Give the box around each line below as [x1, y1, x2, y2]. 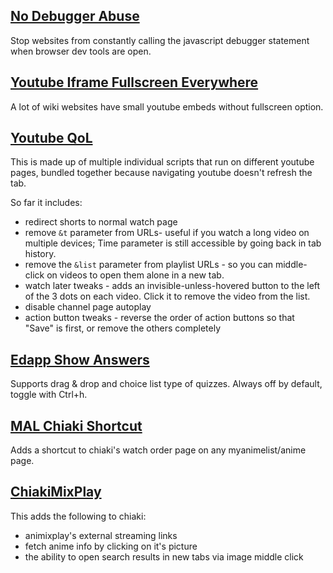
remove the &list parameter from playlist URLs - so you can [24, 259, 274, 271]
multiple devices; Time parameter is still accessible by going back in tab [24, 237, 322, 249]
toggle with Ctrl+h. [10, 389, 88, 401]
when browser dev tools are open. [10, 45, 152, 57]
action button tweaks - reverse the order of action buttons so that [24, 312, 295, 324]
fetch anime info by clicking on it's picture [24, 540, 198, 552]
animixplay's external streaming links [24, 529, 178, 541]
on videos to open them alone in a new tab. [46, 269, 225, 281]
